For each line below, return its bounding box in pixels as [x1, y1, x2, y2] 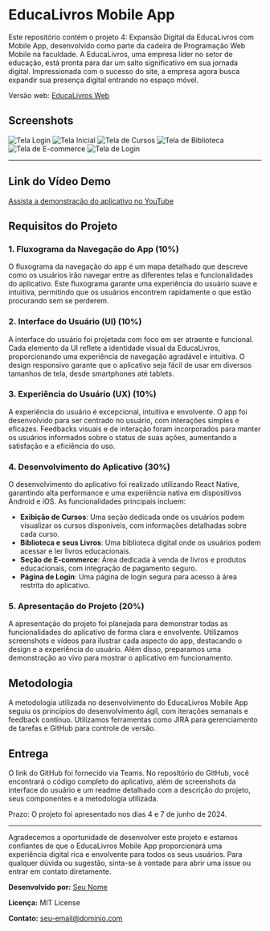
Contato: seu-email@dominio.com [8, 913, 123, 923]
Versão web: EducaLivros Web [8, 90, 110, 100]
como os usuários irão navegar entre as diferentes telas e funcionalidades [8, 270, 254, 280]
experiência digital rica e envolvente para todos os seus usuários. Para [8, 850, 243, 859]
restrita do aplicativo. [19, 581, 91, 591]
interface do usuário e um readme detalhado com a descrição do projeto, [8, 785, 251, 795]
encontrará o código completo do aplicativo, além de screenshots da [8, 777, 236, 786]
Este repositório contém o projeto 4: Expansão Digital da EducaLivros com [8, 32, 255, 42]
